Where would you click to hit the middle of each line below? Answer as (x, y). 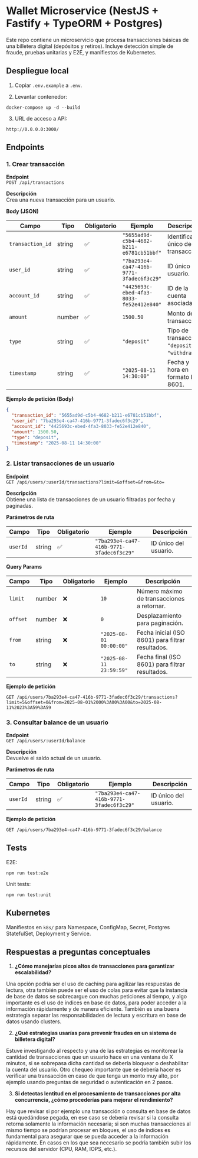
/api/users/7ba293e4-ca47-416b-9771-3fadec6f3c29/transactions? (97, 697)
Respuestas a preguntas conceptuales (78, 952)
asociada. (181, 303)
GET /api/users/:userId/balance (46, 741)
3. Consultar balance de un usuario (57, 722)
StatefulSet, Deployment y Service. (49, 933)
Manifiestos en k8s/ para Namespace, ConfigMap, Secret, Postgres (88, 927)
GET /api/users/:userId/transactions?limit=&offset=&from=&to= (85, 482)
